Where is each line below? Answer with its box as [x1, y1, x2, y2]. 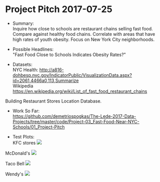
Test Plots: [12, 133, 35, 140]
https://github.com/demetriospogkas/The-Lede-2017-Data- [12, 113, 136, 119]
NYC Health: [12, 67, 39, 73]
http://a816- [39, 67, 64, 73]
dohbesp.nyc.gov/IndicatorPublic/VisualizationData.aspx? [12, 72, 132, 78]
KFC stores [12, 140, 36, 146]
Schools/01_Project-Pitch [12, 124, 65, 130]
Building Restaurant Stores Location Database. [5, 98, 102, 104]
